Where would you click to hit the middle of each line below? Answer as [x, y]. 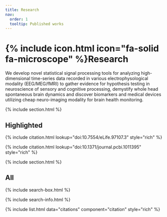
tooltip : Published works [37, 24]
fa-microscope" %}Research [67, 59]
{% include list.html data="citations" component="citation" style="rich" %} [83, 209]
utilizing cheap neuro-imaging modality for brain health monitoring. [74, 100]
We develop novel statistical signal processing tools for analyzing [73, 73]
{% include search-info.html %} [38, 199]
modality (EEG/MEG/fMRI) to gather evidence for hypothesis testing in [77, 84]
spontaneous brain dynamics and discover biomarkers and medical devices [83, 94]
